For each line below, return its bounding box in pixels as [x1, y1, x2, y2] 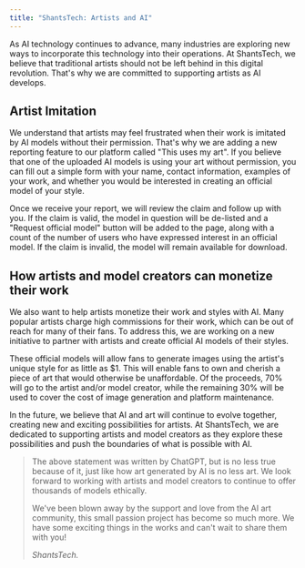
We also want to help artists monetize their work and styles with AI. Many [9, 307, 285, 318]
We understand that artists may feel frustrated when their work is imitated [9, 127, 287, 138]
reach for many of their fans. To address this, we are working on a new [9, 326, 275, 337]
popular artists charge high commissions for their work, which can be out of [9, 316, 294, 328]
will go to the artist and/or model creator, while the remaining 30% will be [9, 382, 285, 393]
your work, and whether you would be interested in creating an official [9, 176, 273, 187]
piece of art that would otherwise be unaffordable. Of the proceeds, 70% [9, 372, 283, 383]
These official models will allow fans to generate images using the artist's [9, 353, 285, 364]
